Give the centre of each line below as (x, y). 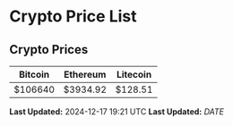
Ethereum (85, 75)
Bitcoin (35, 75)
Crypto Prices (49, 50)
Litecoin (134, 75)
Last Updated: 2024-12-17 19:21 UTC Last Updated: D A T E (117, 112)
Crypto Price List (73, 17)
